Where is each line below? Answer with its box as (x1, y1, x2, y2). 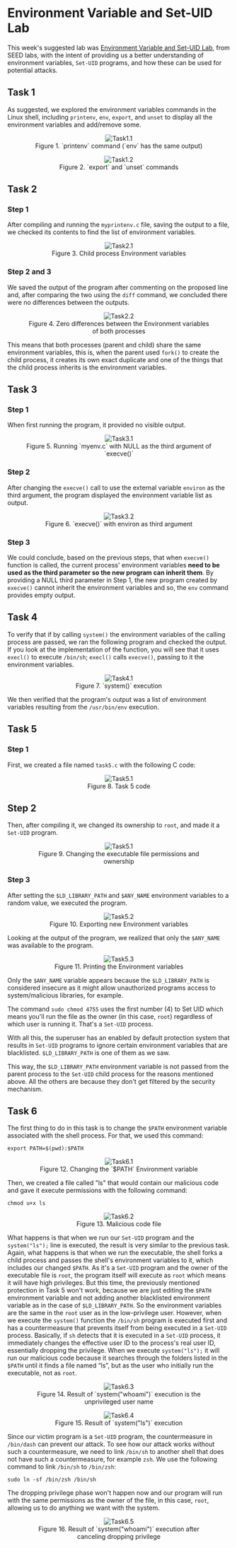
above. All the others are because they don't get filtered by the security (7, 1077, 216, 1085)
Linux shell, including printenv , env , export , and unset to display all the (7, 112, 213, 121)
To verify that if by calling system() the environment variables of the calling (7, 630, 226, 638)
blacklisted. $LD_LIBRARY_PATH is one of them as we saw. (7, 1049, 170, 1057)
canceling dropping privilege (76, 1532, 161, 1541)
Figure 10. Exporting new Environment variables (49, 920, 189, 928)
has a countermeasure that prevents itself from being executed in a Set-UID (7, 1324, 227, 1332)
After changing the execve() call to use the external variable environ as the (7, 483, 225, 492)
